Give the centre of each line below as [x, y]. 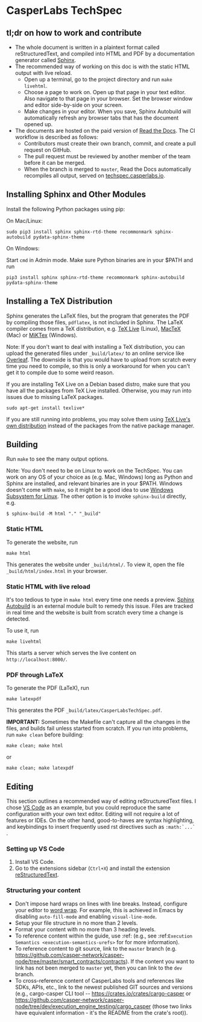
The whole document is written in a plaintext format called [87, 47]
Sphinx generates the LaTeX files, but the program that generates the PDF [98, 316]
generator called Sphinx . [46, 60]
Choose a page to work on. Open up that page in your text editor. [105, 92]
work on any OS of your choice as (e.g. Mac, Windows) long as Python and [99, 477]
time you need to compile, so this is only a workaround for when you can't [98, 366]
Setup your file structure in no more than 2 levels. [76, 923]
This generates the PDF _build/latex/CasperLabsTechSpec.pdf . [84, 711]
